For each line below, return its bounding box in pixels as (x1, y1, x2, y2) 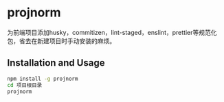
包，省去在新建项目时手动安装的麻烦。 (7, 36, 115, 45)
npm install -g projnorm (7, 75, 78, 82)
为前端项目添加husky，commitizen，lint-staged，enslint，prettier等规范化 (7, 28, 217, 36)
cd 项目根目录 (7, 81, 43, 88)
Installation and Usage (7, 57, 105, 69)
